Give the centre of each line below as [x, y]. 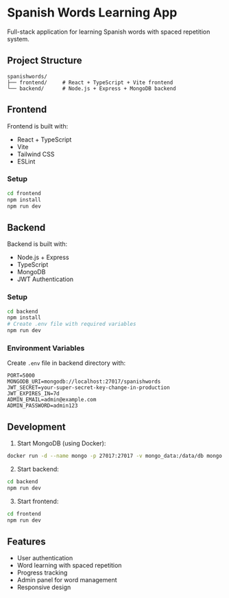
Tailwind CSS [36, 154]
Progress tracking [42, 573]
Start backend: [38, 469]
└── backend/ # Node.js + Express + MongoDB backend [92, 88]
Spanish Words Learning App [92, 13]
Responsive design [44, 587]
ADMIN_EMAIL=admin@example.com [52, 400]
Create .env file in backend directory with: [67, 363]
